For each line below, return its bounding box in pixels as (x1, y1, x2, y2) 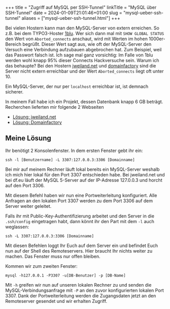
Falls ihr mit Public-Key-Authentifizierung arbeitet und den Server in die (5, 213, 155, 219)
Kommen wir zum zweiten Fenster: (5, 263, 78, 269)
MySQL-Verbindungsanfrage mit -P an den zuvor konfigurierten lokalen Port (5, 287, 164, 293)
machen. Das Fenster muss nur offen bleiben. (5, 253, 100, 259)
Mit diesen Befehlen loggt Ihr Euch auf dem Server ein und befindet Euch (5, 242, 158, 249)
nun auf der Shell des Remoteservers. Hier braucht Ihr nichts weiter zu (5, 248, 153, 254)
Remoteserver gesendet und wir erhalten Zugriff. (5, 298, 108, 304)
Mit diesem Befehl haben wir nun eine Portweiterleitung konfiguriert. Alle (5, 192, 157, 198)
